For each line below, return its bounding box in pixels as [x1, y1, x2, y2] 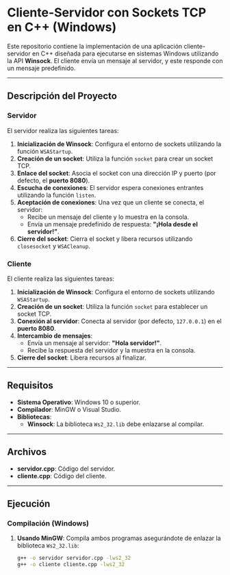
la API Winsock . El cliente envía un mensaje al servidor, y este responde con [7, 56, 223, 64]
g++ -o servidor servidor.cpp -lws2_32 [16, 554, 131, 562]
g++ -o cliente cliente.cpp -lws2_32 [16, 561, 125, 568]
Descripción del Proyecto [7, 91, 118, 102]
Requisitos [7, 379, 53, 392]
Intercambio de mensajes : [16, 331, 93, 340]
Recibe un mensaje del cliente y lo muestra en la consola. [27, 213, 190, 221]
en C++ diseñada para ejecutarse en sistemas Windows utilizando [31, 49, 219, 58]
